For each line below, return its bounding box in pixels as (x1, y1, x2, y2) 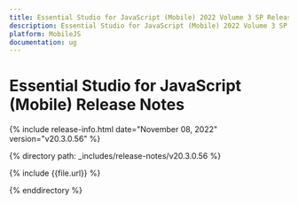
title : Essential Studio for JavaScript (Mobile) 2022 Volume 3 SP (9, 12, 264, 22)
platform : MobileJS (9, 29, 82, 38)
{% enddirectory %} (9, 185, 82, 196)
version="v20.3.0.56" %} (9, 134, 101, 145)
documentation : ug (9, 37, 77, 47)
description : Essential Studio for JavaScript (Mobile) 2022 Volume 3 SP (9, 21, 288, 30)
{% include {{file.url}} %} (9, 168, 101, 178)
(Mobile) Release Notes (9, 95, 184, 115)
